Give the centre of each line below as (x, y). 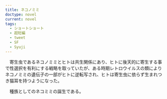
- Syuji (18, 47)
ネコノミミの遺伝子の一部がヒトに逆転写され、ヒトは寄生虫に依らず (75, 74)
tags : (11, 24)
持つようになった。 (42, 80)
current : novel (21, 19)
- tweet (18, 38)
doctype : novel (21, 14)
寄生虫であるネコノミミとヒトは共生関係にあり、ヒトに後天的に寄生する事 (86, 62)
